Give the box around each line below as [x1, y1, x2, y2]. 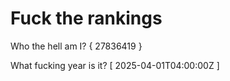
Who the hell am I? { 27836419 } [10, 40, 143, 52]
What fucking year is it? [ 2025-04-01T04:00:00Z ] [10, 59, 220, 71]
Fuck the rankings [10, 7, 163, 30]
